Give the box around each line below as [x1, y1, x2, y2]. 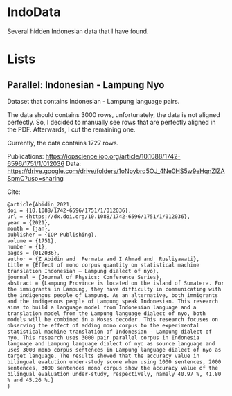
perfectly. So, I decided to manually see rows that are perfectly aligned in [7, 118, 216, 126]
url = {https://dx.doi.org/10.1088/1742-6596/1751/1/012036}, [7, 213, 190, 220]
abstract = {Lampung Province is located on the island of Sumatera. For [7, 280, 225, 287]
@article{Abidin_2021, [7, 201, 73, 208]
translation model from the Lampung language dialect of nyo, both [7, 309, 206, 317]
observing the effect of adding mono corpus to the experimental [7, 322, 199, 329]
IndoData [7, 4, 61, 20]
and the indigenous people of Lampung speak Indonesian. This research [7, 298, 218, 305]
